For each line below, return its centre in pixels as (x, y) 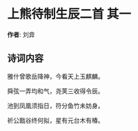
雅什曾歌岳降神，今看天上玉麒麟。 (56, 76)
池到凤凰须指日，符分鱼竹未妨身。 (56, 105)
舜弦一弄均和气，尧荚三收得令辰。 (56, 91)
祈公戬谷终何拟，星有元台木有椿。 (56, 120)
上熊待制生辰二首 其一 (69, 14)
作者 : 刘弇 (21, 34)
